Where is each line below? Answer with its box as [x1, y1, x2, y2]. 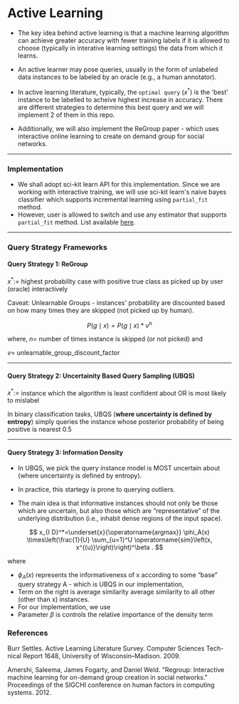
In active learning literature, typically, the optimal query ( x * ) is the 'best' [17, 86, 229, 96]
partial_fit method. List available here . [17, 217, 136, 226]
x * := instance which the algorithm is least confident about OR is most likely [7, 387, 227, 397]
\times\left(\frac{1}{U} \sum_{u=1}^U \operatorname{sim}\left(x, [26, 536, 213, 544]
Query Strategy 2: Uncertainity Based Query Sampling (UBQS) [7, 371, 196, 380]
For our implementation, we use [17, 603, 111, 611]
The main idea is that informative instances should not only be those [17, 499, 218, 507]
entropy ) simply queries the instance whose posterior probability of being [7, 418, 224, 426]
